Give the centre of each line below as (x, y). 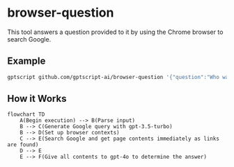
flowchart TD (26, 115)
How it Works (37, 99)
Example (26, 61)
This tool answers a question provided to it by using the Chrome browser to (115, 32)
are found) (23, 145)
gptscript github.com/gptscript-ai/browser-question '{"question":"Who (113, 77)
